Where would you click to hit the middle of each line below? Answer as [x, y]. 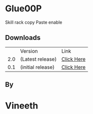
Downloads [23, 38]
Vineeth [22, 106]
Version [29, 51]
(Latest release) [39, 59]
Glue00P [23, 9]
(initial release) [38, 67]
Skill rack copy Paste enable [34, 22]
